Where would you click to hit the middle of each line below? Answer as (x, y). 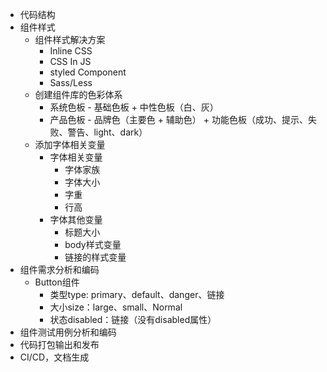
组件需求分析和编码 (59, 269)
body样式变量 (93, 244)
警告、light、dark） (107, 132)
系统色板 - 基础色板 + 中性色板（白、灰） (134, 107)
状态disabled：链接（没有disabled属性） (133, 319)
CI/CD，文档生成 (54, 357)
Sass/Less (71, 82)
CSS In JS (70, 61)
